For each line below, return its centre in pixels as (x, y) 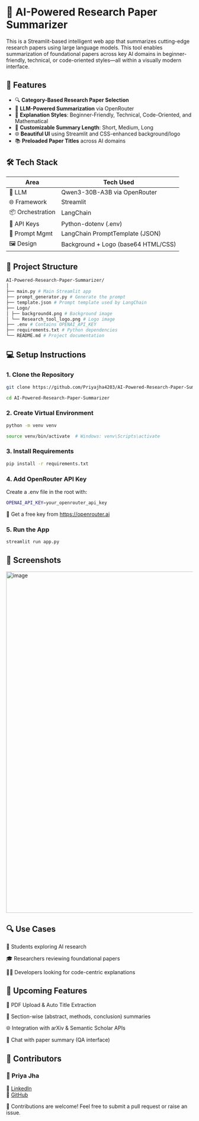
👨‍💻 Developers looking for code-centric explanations (71, 972)
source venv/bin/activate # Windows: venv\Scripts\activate (83, 436)
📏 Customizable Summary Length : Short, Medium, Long (84, 127)
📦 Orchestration (32, 212)
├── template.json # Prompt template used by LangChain (76, 303)
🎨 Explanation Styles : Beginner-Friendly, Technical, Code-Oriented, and (103, 115)
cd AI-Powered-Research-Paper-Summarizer (58, 398)
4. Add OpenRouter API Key (46, 479)
